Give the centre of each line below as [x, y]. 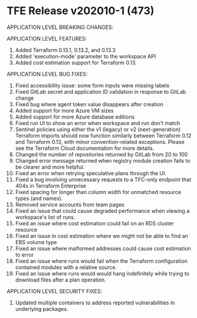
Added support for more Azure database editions [75, 117]
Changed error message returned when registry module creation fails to [103, 160]
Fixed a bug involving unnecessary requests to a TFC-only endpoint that [103, 179]
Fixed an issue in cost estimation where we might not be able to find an [101, 236]
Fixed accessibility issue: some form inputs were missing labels [92, 85]
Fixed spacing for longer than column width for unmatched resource [98, 192]
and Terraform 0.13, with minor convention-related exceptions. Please [100, 142]
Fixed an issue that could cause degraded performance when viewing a [102, 211]
